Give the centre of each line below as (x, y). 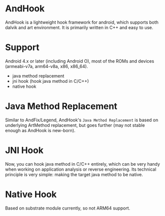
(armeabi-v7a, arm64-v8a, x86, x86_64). (46, 66)
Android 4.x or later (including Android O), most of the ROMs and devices (80, 61)
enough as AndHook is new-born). (40, 130)
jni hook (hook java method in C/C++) (50, 81)
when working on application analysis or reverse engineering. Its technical (81, 169)
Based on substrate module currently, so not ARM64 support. (68, 208)
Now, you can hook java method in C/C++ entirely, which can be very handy (83, 164)
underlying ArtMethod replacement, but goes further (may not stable (75, 125)
